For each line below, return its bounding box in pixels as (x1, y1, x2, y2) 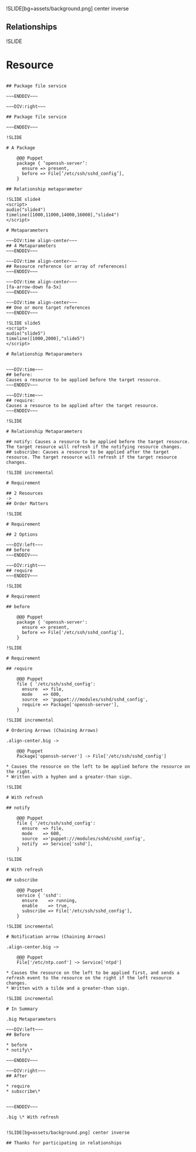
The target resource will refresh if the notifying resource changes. (6, 444, 183, 450)
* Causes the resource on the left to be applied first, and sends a (6, 969, 180, 976)
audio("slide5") (6, 330, 46, 336)
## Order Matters (6, 500, 49, 506)
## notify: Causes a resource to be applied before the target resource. (6, 438, 191, 444)
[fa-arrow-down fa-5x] (6, 284, 62, 290)
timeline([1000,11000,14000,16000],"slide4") (6, 212, 119, 217)
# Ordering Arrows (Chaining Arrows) (6, 727, 99, 733)
